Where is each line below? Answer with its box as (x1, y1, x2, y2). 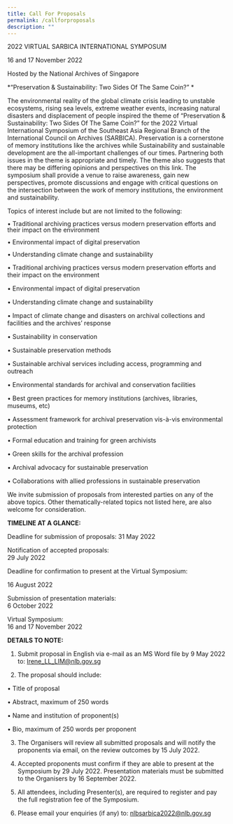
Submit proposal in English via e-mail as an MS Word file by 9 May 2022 (17, 650, 226, 658)
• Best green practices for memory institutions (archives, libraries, (7, 394, 198, 403)
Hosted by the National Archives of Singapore (7, 69, 139, 78)
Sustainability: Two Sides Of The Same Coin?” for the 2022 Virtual (7, 119, 198, 127)
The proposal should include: (17, 671, 102, 679)
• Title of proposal (7, 684, 60, 693)
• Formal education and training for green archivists (7, 436, 157, 445)
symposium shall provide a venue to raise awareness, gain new (7, 171, 190, 179)
